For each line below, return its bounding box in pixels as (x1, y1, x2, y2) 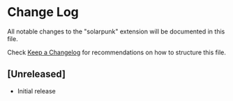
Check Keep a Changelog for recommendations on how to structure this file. (7, 48, 227, 56)
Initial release (17, 86, 56, 95)
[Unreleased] (7, 68, 66, 80)
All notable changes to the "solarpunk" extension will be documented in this (7, 27, 225, 36)
